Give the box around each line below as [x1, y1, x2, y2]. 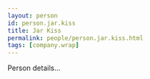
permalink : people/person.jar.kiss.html [7, 34, 144, 42]
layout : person [7, 11, 58, 20]
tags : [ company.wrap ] [7, 41, 80, 49]
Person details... [7, 63, 61, 73]
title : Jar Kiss [7, 26, 61, 34]
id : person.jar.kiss [7, 19, 77, 27]
